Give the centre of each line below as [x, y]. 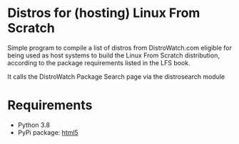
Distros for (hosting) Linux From [104, 13]
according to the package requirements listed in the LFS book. [99, 62]
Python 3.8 [34, 125]
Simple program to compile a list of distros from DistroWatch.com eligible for [119, 48]
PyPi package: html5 [48, 132]
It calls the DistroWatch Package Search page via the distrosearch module [116, 77]
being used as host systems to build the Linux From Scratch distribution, [113, 55]
